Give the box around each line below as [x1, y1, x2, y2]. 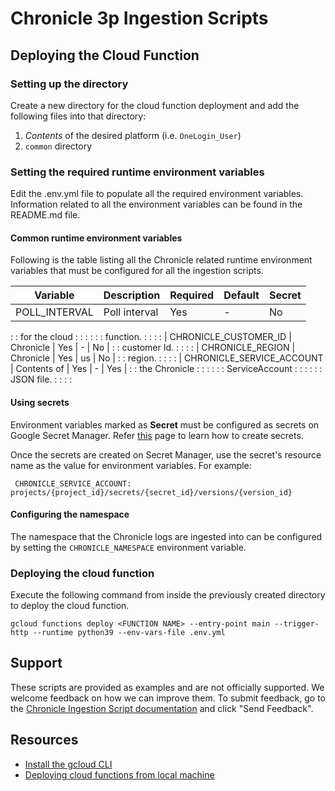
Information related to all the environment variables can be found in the [10, 198, 303, 211]
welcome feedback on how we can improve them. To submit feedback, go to [10, 692, 326, 704]
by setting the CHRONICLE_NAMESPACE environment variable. [10, 541, 247, 553]
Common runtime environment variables [10, 232, 183, 244]
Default [223, 288, 260, 302]
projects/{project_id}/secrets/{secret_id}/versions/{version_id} [10, 487, 293, 497]
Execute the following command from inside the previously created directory [10, 589, 326, 601]
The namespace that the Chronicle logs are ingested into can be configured [10, 530, 323, 542]
